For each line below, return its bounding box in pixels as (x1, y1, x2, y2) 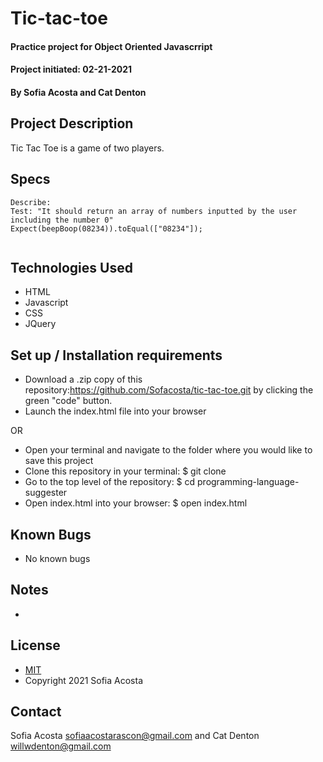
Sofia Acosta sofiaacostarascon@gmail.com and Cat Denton (10, 730, 260, 742)
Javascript (24, 297, 69, 309)
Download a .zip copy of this (24, 373, 143, 386)
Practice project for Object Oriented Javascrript (10, 40, 213, 52)
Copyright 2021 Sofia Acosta (24, 674, 144, 686)
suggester (24, 487, 68, 499)
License (10, 637, 61, 654)
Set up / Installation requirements (10, 347, 223, 364)
